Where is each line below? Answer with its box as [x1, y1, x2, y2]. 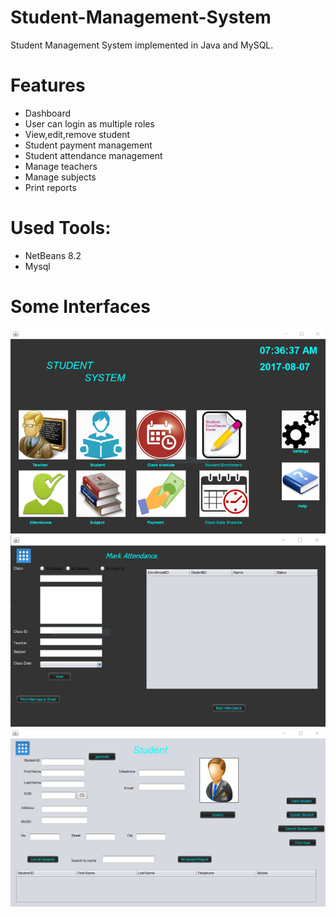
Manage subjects [24, 171, 97, 183]
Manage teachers [24, 160, 98, 172]
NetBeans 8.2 [24, 249, 82, 261]
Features [10, 74, 86, 97]
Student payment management [24, 139, 153, 151]
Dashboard [24, 107, 72, 119]
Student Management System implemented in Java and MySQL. [10, 39, 274, 51]
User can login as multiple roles [24, 117, 155, 130]
